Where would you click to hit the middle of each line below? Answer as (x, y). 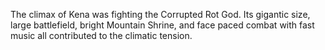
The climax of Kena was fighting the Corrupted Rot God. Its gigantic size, (160, 14)
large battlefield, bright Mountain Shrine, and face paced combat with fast (162, 25)
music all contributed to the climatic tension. (101, 35)
